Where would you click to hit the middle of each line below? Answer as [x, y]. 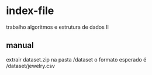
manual [20, 45]
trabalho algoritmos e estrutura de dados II [58, 27]
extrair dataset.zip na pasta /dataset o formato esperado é [76, 59]
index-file [30, 11]
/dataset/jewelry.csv [31, 66]
